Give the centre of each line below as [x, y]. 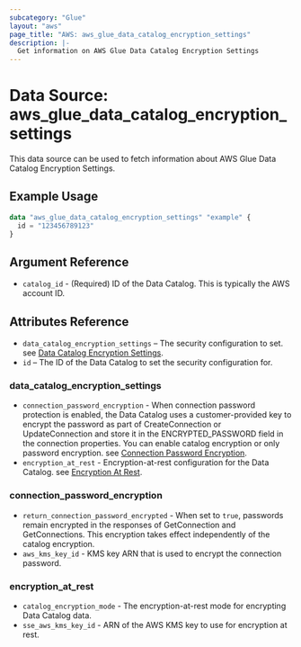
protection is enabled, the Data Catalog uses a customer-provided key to [157, 415]
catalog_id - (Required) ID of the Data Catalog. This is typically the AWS [156, 283]
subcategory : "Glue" [48, 18]
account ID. [44, 293]
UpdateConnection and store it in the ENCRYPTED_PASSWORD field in [153, 434]
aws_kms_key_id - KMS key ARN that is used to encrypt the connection [152, 553]
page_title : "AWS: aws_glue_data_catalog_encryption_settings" [130, 34]
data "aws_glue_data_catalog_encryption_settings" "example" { [130, 217]
